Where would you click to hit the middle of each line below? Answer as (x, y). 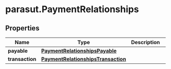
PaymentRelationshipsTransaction (84, 59)
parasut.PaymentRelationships (72, 9)
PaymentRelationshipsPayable (79, 51)
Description (146, 42)
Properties (22, 28)
